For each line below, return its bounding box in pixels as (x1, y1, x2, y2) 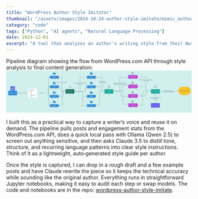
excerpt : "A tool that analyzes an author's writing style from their (6, 41, 183, 47)
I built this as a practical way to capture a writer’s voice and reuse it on (6, 119, 177, 126)
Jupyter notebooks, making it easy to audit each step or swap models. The (6, 180, 188, 187)
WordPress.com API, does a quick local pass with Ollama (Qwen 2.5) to (6, 131, 179, 138)
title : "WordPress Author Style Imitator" (6, 9, 112, 15)
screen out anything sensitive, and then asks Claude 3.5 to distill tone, (6, 138, 176, 145)
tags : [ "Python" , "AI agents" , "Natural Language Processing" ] (6, 28, 165, 34)
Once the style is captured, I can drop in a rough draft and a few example (6, 161, 184, 168)
